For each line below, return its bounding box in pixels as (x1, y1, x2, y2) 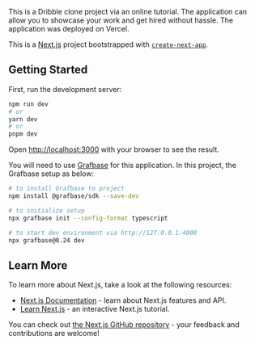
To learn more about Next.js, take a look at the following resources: (8, 280, 232, 290)
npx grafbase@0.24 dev (8, 236, 85, 245)
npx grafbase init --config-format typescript (8, 214, 168, 222)
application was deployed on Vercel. (8, 24, 130, 33)
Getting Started (8, 63, 88, 77)
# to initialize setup (8, 206, 85, 215)
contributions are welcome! (8, 329, 100, 338)
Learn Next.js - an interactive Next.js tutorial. (19, 304, 170, 314)
